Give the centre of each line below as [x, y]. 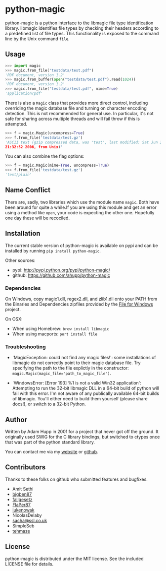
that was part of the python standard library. [50, 442]
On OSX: [14, 319]
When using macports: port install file [55, 334]
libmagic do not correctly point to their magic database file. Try [76, 363]
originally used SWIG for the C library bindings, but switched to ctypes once [83, 437]
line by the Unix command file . [38, 39]
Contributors [25, 467]
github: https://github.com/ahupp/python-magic [61, 275]
